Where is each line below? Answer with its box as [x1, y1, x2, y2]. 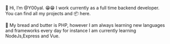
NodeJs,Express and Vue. [5, 33, 60, 39]
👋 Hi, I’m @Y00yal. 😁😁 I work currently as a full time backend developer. [5, 5, 160, 11]
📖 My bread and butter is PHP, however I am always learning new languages [5, 22, 165, 28]
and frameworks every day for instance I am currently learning [5, 28, 136, 33]
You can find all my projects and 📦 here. [5, 11, 91, 16]
